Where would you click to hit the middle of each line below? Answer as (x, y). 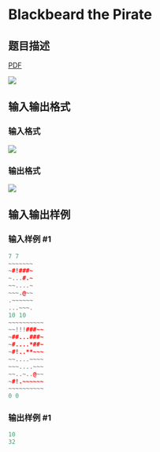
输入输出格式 (39, 107)
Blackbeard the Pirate (80, 15)
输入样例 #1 (30, 239)
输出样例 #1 (30, 418)
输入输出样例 (39, 215)
